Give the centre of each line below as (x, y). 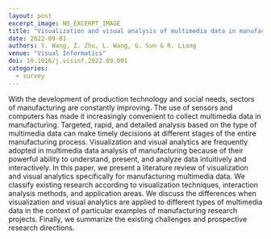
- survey (30, 76)
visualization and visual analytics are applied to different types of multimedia (135, 202)
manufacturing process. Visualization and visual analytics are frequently (128, 141)
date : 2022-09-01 (38, 38)
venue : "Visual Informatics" (57, 53)
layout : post (30, 16)
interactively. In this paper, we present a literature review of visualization (128, 167)
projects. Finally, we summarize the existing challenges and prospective (128, 219)
